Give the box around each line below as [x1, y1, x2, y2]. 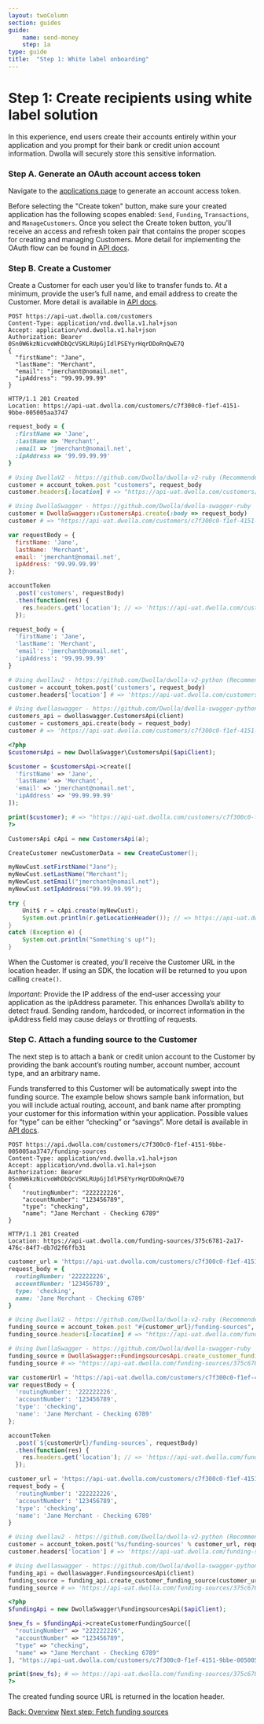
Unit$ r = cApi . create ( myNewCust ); [22, 906, 139, 915]
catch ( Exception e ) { [8, 929, 82, 937]
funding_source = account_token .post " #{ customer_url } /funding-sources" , [8, 1323, 255, 1332]
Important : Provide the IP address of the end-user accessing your [8, 989, 222, 999]
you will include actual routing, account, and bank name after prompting [8, 1100, 241, 1110]
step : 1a [22, 41, 51, 49]
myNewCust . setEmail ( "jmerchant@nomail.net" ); [8, 878, 159, 886]
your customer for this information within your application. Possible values [8, 1109, 249, 1118]
